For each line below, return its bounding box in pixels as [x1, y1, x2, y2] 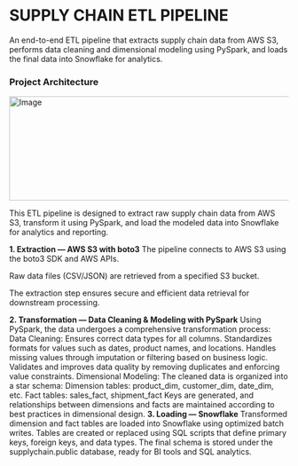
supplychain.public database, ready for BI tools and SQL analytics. [9, 446, 252, 457]
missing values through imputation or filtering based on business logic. [9, 352, 269, 363]
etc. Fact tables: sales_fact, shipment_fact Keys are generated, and [9, 390, 255, 400]
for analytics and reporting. [9, 227, 109, 238]
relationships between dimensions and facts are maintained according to [9, 399, 275, 410]
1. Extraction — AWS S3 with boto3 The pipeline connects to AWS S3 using [9, 244, 286, 255]
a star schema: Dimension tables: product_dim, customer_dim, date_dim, [9, 381, 274, 391]
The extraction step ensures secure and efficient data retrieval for [9, 288, 250, 298]
